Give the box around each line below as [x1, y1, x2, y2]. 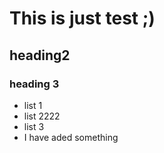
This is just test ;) [9, 7, 156, 30]
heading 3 [9, 77, 60, 91]
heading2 [9, 47, 71, 64]
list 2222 [23, 110, 61, 122]
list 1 [23, 99, 43, 111]
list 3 [23, 120, 45, 132]
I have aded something [23, 131, 119, 143]
